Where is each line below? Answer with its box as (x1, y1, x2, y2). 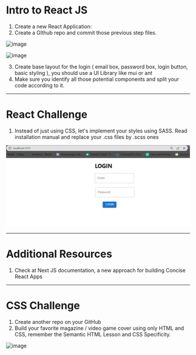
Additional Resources (6, 247, 113, 261)
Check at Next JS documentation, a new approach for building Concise (14, 267, 185, 274)
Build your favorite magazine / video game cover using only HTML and (14, 325, 184, 332)
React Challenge (6, 108, 87, 121)
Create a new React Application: (14, 23, 92, 30)
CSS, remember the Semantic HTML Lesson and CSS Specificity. (14, 331, 171, 338)
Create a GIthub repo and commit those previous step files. (14, 29, 157, 36)
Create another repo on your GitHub (14, 319, 101, 326)
